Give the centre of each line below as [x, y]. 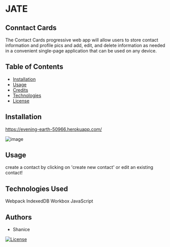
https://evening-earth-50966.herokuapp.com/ [54, 129]
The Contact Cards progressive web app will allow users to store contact [82, 40]
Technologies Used [37, 189]
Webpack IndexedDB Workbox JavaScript [49, 201]
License [21, 101]
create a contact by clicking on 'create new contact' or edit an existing [79, 167]
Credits [20, 90]
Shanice [21, 230]
